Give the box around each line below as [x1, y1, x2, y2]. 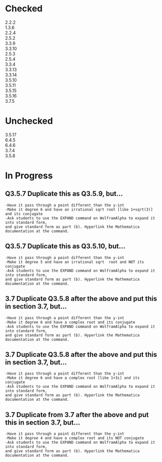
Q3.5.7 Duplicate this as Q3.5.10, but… [5, 242, 126, 251]
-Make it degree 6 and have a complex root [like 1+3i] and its [5, 376, 140, 380]
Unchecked [5, 116, 53, 126]
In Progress [5, 170, 53, 181]
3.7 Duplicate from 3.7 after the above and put [5, 411, 149, 419]
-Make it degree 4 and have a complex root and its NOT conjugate [5, 436, 144, 441]
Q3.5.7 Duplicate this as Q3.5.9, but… [5, 190, 123, 198]
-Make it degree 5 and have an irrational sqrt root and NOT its [5, 259, 144, 264]
